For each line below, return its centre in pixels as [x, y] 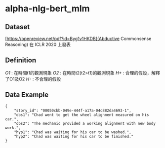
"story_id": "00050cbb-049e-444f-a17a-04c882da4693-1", [73, 111]
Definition [21, 60]
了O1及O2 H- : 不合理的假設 [33, 79]
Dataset [18, 27]
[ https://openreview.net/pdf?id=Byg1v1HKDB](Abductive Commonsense [78, 38]
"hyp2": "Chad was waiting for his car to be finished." [74, 136]
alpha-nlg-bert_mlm [47, 9]
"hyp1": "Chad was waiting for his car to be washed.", [73, 132]
